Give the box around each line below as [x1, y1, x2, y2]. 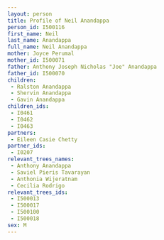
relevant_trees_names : [7, 156, 75, 163]
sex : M [7, 222, 27, 229]
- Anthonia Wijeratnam [10, 175, 78, 182]
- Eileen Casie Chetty [10, 136, 78, 143]
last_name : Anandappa [7, 37, 72, 44]
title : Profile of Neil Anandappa [7, 17, 110, 24]
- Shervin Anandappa [10, 89, 72, 97]
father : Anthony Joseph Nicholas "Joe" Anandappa [7, 63, 158, 70]
